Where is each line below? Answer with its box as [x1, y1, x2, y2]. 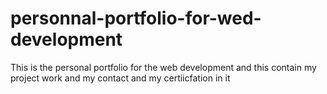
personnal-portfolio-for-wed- [10, 7, 262, 30]
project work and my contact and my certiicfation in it [10, 72, 231, 84]
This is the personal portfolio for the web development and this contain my [10, 61, 317, 73]
